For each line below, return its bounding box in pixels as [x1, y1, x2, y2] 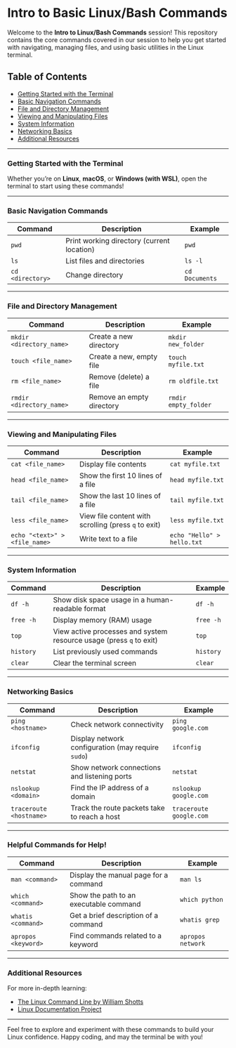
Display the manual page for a [70, 870, 169, 879]
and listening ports [70, 771, 132, 781]
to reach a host [70, 811, 121, 821]
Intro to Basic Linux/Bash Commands [7, 5, 228, 21]
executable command [70, 899, 141, 909]
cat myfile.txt [169, 460, 221, 468]
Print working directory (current [65, 236, 170, 246]
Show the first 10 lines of [79, 471, 163, 480]
